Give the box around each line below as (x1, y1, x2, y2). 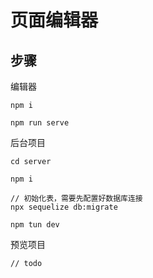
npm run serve (10, 118, 70, 128)
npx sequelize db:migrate (10, 202, 118, 212)
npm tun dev (10, 220, 60, 230)
